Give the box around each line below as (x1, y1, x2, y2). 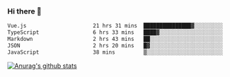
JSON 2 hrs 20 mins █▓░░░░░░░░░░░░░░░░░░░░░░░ (7, 42, 223, 49)
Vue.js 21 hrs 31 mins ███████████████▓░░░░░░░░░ (7, 23, 223, 30)
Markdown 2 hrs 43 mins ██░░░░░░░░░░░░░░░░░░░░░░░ (7, 35, 223, 43)
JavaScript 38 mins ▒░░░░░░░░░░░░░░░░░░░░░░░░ (7, 49, 223, 56)
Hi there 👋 (7, 6, 42, 16)
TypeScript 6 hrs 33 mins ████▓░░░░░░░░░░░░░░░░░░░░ (7, 29, 223, 36)
